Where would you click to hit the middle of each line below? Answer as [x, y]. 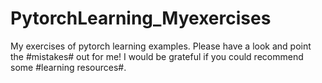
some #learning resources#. [68, 67]
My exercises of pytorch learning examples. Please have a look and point [161, 46]
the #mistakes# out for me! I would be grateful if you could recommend [157, 56]
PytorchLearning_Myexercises [141, 18]
